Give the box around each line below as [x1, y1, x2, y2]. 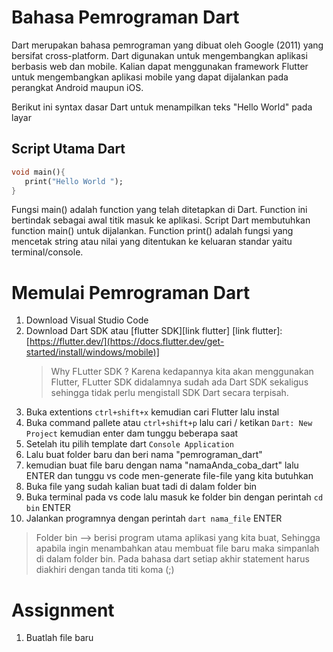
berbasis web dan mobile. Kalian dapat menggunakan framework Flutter [11, 60, 309, 72]
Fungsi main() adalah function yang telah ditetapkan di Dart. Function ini [11, 204, 308, 216]
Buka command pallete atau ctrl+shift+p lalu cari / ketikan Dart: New [25, 417, 313, 429]
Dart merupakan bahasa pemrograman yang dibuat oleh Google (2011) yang [11, 39, 324, 51]
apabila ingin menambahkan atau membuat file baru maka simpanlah [35, 542, 320, 555]
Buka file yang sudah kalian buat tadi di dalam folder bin [25, 481, 258, 493]
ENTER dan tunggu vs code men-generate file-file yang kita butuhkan [25, 470, 314, 482]
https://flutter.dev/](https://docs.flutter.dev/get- [29, 336, 225, 348]
